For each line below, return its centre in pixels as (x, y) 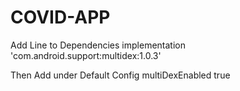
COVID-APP (60, 17)
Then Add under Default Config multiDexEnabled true (120, 75)
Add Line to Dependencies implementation (98, 45)
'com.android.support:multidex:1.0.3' (86, 55)
